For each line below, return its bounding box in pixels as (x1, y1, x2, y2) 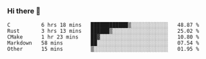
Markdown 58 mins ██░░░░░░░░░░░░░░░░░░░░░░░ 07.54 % (7, 40, 199, 47)
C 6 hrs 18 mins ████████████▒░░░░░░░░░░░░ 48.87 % (7, 22, 199, 29)
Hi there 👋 (7, 6, 41, 16)
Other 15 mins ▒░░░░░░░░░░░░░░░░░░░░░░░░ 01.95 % (7, 46, 199, 53)
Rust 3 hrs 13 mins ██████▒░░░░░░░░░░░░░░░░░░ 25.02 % (7, 27, 199, 35)
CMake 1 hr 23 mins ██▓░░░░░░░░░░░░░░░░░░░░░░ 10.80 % (7, 34, 199, 40)
